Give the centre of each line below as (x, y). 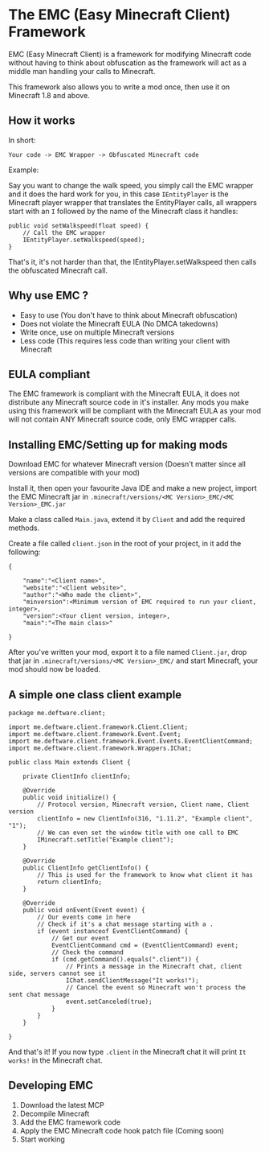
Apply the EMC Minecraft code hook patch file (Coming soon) (122, 1130)
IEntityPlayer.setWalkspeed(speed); (84, 240)
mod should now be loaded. (55, 669)
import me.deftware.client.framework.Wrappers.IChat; (100, 748)
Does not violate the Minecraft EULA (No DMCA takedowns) (119, 323)
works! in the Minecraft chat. (55, 1060)
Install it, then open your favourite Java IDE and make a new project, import (132, 488)
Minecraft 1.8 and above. (49, 95)
